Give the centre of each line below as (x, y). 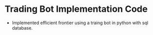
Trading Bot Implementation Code (76, 9)
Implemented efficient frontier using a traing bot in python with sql (80, 23)
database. (22, 28)
